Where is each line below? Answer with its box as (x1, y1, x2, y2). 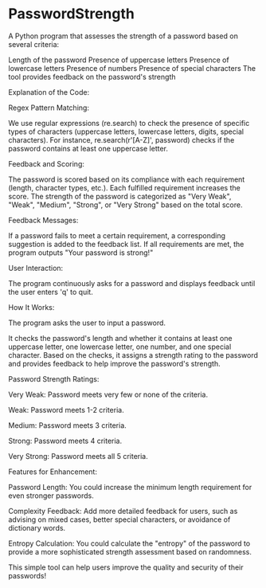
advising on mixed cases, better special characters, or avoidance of (8, 515, 231, 524)
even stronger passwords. (8, 491, 94, 500)
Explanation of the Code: (8, 87, 90, 96)
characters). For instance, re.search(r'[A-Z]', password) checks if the (8, 135, 235, 144)
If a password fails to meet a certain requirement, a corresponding (8, 230, 225, 240)
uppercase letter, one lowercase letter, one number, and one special (8, 342, 232, 351)
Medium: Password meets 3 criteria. (8, 420, 127, 430)
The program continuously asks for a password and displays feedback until (8, 278, 256, 288)
